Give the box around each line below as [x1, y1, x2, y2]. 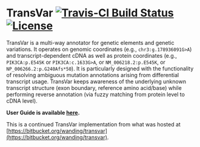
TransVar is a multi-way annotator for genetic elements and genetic [6, 39, 175, 46]
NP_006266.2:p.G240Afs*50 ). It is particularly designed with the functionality [6, 64, 194, 72]
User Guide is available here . [6, 109, 80, 116]
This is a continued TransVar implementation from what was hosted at [6, 120, 181, 128]
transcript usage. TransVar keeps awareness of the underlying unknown [6, 78, 187, 85]
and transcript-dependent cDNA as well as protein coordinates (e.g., [6, 52, 177, 59]
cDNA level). [6, 97, 38, 104]
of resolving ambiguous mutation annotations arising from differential [6, 71, 179, 78]
